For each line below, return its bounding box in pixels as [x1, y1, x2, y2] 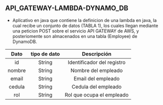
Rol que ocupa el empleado [64, 91, 129, 98]
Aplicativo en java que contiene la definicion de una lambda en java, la [12, 17, 157, 23]
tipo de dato [30, 50, 60, 57]
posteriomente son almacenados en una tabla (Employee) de [12, 33, 138, 39]
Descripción [82, 50, 112, 57]
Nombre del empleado [70, 67, 123, 74]
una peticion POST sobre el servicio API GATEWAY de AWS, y [12, 27, 139, 34]
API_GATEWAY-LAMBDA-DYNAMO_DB [5, 4, 129, 12]
